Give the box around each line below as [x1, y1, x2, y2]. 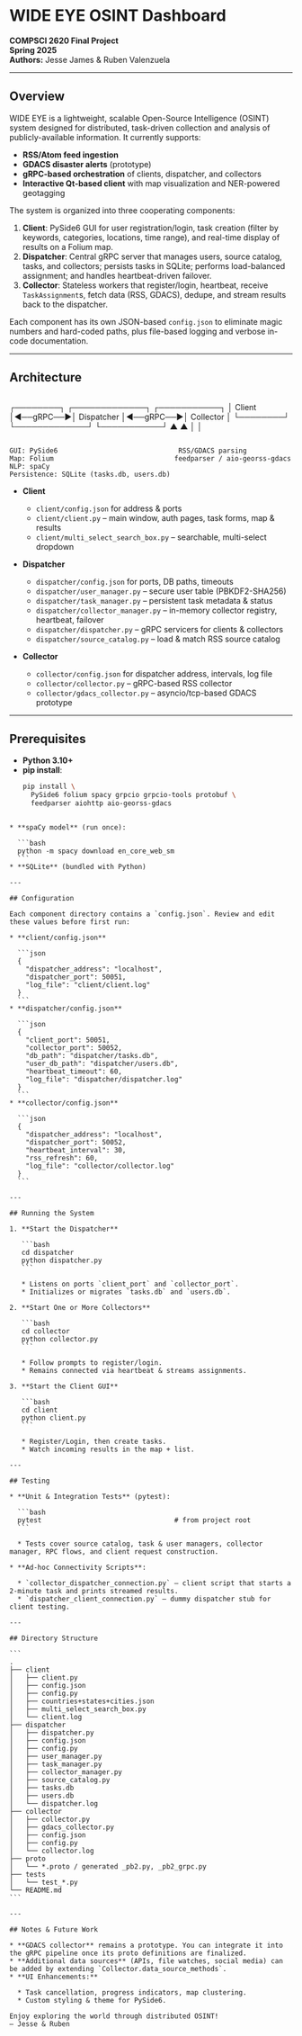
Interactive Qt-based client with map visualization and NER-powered [22, 177, 280, 189]
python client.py [21, 1413, 87, 1422]
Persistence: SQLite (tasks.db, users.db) [9, 470, 171, 479]
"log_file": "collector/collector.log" [25, 1162, 175, 1170]
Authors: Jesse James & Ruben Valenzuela [9, 54, 171, 65]
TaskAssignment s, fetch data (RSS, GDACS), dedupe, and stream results [22, 289, 287, 300]
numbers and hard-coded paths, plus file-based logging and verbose [9, 326, 266, 336]
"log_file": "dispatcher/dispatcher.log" [25, 1075, 182, 1084]
